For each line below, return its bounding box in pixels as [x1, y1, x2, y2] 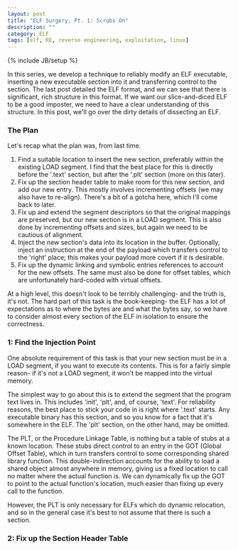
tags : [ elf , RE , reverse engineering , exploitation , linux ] [7, 37, 190, 44]
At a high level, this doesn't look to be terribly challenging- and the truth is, [7, 290, 226, 298]
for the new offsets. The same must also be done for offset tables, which [17, 268, 231, 277]
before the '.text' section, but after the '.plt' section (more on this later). [17, 170, 226, 179]
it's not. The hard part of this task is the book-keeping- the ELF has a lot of [7, 297, 226, 306]
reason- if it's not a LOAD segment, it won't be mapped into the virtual [7, 368, 212, 377]
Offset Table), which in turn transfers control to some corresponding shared [7, 449, 229, 458]
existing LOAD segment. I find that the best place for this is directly [17, 163, 214, 171]
